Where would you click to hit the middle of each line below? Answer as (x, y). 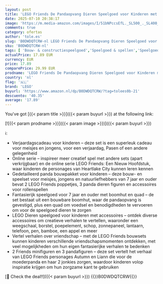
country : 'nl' (19, 77)
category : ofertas (24, 32)
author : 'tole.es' (24, 37)
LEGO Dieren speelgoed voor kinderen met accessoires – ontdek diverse (85, 215)
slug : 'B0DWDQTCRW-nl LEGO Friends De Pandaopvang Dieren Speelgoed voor (81, 41)
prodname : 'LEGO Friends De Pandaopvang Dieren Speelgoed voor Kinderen (80, 73)
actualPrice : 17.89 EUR (29, 55)
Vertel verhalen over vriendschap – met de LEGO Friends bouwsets (79, 236)
